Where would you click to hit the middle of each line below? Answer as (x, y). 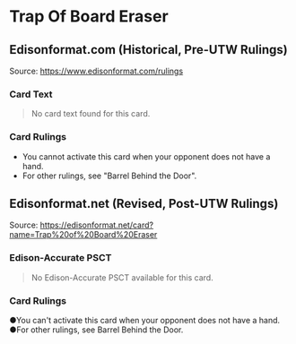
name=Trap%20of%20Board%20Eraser (83, 235)
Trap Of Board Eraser (89, 17)
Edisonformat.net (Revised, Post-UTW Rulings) (144, 203)
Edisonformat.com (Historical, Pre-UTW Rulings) (149, 50)
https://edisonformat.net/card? (97, 225)
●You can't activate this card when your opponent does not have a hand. (145, 320)
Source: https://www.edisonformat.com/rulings (96, 71)
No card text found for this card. (91, 114)
